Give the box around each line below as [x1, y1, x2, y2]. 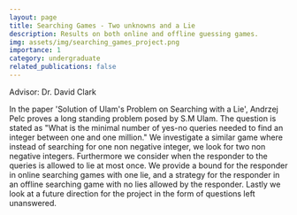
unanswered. [9, 197, 57, 208]
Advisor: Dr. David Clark [9, 86, 97, 97]
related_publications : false [9, 63, 117, 72]
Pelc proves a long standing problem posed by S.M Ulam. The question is [9, 112, 277, 124]
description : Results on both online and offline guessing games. [9, 29, 259, 38]
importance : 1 [9, 46, 62, 55]
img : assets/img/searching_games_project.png [9, 37, 179, 47]
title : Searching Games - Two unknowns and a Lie [9, 21, 196, 30]
